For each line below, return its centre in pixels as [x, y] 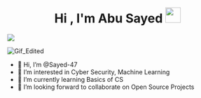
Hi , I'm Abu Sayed [109, 19]
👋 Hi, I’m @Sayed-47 [47, 64]
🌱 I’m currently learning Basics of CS [70, 79]
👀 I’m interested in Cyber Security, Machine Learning [93, 72]
